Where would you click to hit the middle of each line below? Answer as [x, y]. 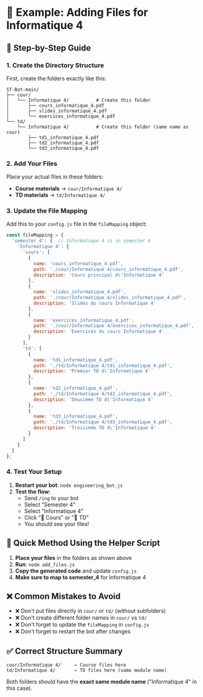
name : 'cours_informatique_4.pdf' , [78, 264]
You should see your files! [57, 524]
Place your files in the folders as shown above [73, 557]
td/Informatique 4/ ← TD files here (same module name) [87, 670]
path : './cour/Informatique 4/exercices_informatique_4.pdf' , [114, 326]
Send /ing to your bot [51, 498]
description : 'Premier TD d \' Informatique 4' [92, 371]
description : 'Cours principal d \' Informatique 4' [99, 275]
